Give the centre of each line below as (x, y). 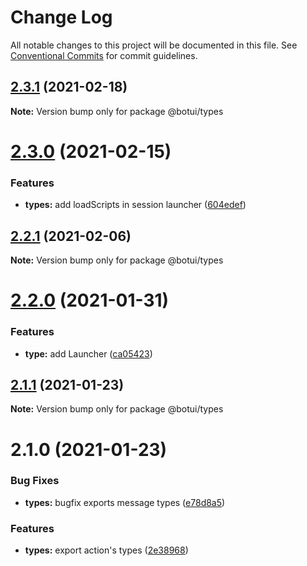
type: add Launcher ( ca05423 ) (88, 353)
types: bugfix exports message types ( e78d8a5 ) (125, 502)
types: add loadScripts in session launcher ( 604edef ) (135, 205)
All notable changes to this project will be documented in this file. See (154, 45)
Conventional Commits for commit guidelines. (104, 55)
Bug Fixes (35, 481)
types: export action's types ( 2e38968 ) (106, 550)
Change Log (61, 17)
